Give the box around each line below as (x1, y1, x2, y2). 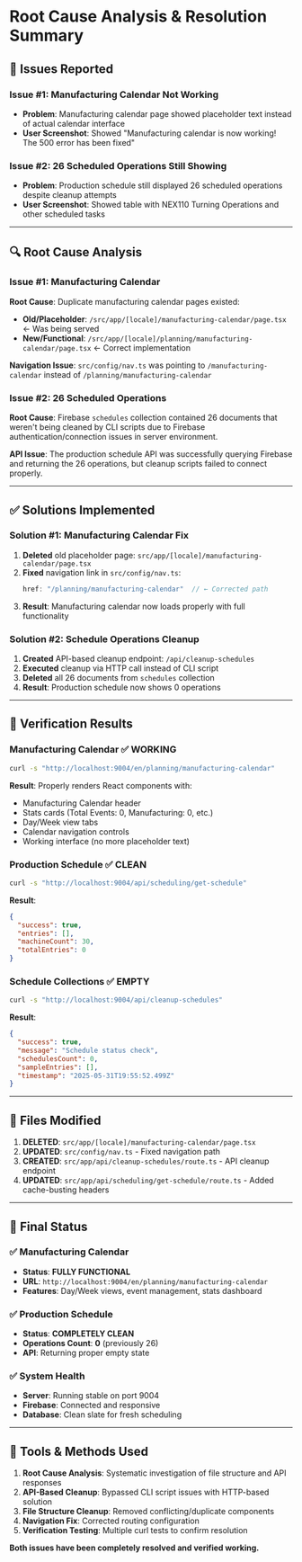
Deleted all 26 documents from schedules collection (22, 673, 216, 683)
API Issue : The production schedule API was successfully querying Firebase (9, 449, 293, 460)
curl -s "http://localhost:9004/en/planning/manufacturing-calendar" (9, 763, 276, 772)
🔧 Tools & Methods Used (9, 1443, 149, 1459)
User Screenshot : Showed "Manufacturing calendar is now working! (22, 128, 277, 138)
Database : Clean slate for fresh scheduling (22, 1409, 182, 1420)
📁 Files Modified (9, 1112, 102, 1128)
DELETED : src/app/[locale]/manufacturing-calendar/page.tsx (22, 1137, 256, 1147)
